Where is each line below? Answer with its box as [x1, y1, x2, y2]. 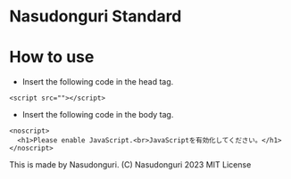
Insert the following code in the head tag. [21, 77, 174, 87]
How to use [9, 47, 95, 68]
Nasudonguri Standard [9, 6, 182, 27]
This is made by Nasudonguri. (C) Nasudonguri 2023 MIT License [9, 159, 252, 170]
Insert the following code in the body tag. [21, 110, 174, 120]
